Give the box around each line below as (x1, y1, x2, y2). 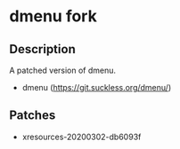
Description (9, 42, 76, 57)
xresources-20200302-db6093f (21, 131, 142, 142)
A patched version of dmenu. (9, 65, 117, 75)
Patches (9, 108, 56, 123)
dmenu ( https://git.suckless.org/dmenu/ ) (21, 82, 172, 92)
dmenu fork (9, 6, 98, 27)
